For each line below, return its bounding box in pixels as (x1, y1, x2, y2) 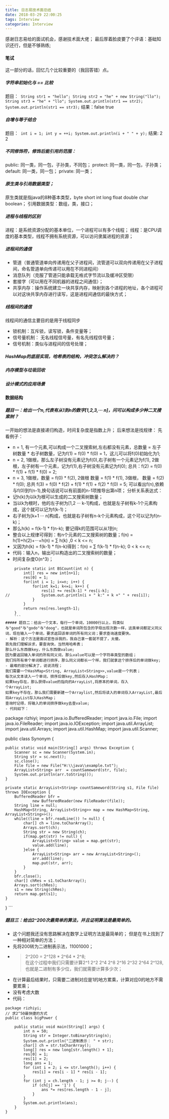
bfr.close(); (14, 874, 42, 879)
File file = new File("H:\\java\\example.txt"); (14, 763, 119, 768)
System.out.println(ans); (23, 1100, 78, 1105)
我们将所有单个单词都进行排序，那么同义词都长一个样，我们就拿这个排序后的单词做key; (5, 658, 161, 663)
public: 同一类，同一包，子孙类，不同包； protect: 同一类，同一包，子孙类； (5, 162, 163, 168)
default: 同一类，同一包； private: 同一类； (5, 168, 94, 175)
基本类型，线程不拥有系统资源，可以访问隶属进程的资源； (14, 233, 134, 239)
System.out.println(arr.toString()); (14, 772, 94, 777)
